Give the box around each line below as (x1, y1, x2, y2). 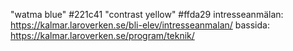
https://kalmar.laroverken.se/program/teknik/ (10, 30, 195, 41)
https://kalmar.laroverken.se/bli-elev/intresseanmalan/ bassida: (10, 19, 270, 31)
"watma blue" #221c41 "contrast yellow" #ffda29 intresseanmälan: (10, 9, 284, 20)
